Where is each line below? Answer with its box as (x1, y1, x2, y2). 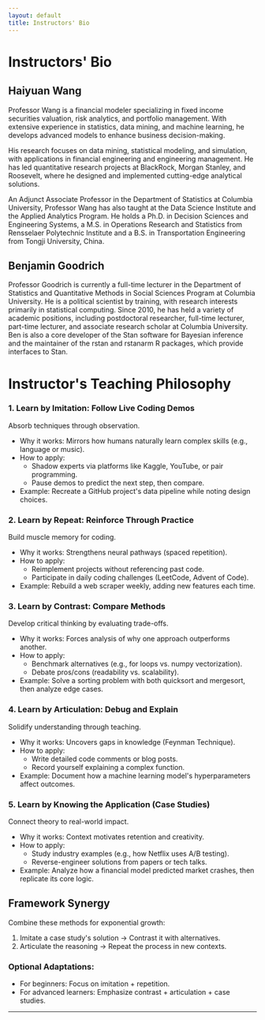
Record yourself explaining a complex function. (31, 762, 185, 772)
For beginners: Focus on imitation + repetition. (19, 979, 170, 988)
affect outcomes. (19, 779, 76, 789)
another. (19, 642, 47, 652)
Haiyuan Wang (8, 84, 82, 98)
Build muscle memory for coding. (8, 532, 117, 542)
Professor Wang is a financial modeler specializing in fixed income (8, 105, 224, 114)
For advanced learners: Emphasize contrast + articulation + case (19, 988, 230, 997)
